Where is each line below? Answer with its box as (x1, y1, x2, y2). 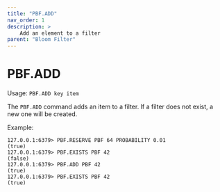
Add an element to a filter (19, 29, 101, 37)
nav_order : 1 (7, 17, 45, 24)
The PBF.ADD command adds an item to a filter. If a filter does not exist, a (7, 102, 214, 111)
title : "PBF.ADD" (7, 10, 58, 17)
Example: (7, 123, 34, 132)
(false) (7, 155, 30, 162)
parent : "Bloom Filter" (7, 36, 76, 43)
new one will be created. (7, 110, 78, 118)
